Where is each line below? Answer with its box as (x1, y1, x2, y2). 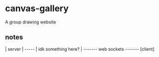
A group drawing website (5, 19, 57, 25)
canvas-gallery (5, 3, 69, 14)
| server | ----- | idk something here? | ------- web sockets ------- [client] (5, 46, 155, 52)
